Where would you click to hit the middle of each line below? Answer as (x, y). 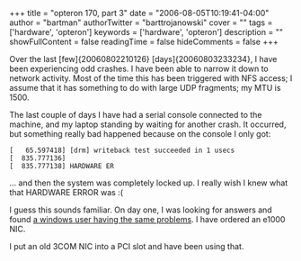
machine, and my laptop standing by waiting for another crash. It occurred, (148, 124)
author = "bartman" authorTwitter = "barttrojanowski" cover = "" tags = (141, 22)
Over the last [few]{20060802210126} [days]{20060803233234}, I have (143, 59)
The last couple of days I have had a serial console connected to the (136, 115)
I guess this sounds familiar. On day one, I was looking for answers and (141, 210)
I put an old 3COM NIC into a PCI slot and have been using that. (127, 246)
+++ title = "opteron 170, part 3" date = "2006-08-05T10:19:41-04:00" (139, 13)
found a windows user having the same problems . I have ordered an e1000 (147, 219)
